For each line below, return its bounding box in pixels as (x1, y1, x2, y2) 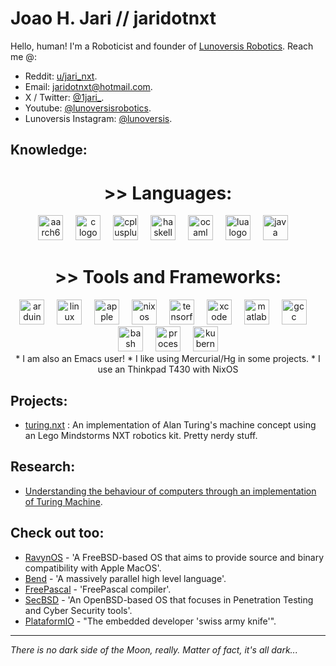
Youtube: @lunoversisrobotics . (24, 102, 152, 114)
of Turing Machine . (24, 495, 103, 507)
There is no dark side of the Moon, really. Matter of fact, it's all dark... (10, 643, 298, 656)
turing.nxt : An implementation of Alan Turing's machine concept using (24, 419, 317, 431)
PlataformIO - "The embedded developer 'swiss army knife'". (24, 615, 277, 627)
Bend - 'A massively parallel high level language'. (24, 572, 227, 584)
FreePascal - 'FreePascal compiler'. (24, 583, 172, 595)
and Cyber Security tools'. (24, 604, 133, 616)
